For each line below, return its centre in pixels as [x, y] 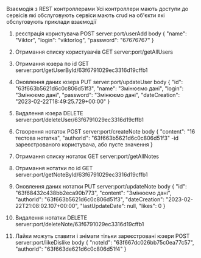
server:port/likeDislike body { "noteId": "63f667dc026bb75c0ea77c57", [104, 242]
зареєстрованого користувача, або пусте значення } [84, 145]
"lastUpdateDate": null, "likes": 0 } [123, 206]
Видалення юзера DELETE [49, 113]
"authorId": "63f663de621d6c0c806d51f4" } [71, 249]
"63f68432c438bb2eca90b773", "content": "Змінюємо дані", [93, 193]
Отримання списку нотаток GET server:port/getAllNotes [87, 156]
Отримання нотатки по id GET [54, 168]
